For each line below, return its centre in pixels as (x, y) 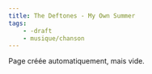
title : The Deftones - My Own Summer (72, 16)
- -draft (38, 31)
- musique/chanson (54, 38)
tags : (17, 23)
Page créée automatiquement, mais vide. (77, 61)
